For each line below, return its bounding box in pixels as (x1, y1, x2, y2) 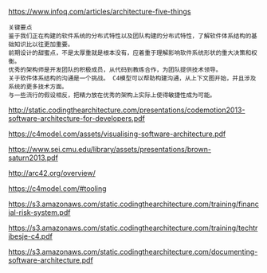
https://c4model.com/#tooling (8, 184, 107, 193)
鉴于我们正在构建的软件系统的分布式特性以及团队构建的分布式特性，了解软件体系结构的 (8, 32, 252, 40)
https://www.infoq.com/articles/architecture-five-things (8, 7, 191, 16)
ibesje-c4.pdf (8, 232, 53, 241)
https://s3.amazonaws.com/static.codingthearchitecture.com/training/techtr (8, 223, 258, 232)
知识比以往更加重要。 (14, 41, 74, 49)
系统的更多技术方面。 (8, 83, 68, 91)
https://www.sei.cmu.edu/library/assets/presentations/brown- (8, 145, 211, 154)
